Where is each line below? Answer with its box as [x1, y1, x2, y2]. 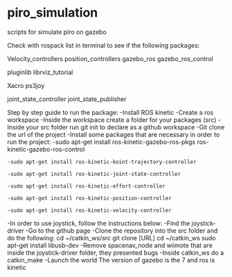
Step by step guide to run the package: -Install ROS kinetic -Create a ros [7, 108, 214, 116]
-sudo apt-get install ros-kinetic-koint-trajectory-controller [7, 158, 197, 166]
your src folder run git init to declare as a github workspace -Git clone [26, 123, 225, 131]
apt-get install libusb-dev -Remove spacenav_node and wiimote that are [7, 241, 213, 249]
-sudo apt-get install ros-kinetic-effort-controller [7, 182, 166, 190]
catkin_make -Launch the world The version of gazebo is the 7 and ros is [7, 256, 215, 264]
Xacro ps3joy [7, 81, 45, 89]
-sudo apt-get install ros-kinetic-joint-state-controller [7, 170, 181, 177]
